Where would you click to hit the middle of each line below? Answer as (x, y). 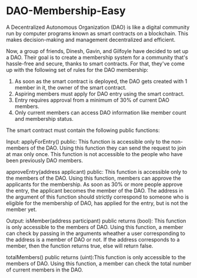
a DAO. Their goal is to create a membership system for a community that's (97, 57)
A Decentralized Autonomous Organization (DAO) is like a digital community (98, 27)
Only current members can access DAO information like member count (100, 112)
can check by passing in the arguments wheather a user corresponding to (96, 233)
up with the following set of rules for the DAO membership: (77, 69)
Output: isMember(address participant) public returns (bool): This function (96, 221)
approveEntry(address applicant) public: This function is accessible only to (97, 171)
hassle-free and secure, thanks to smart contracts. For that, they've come (96, 64)
